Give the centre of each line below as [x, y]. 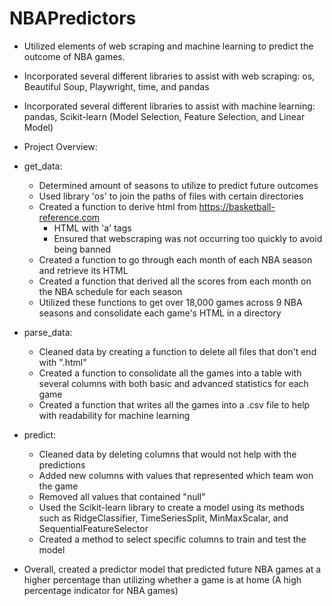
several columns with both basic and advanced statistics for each [173, 383]
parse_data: [48, 332]
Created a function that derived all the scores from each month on [175, 281]
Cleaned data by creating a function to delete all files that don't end [177, 351]
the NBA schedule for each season [110, 291]
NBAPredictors [73, 18]
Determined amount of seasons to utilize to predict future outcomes [178, 185]
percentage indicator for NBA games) [101, 590]
